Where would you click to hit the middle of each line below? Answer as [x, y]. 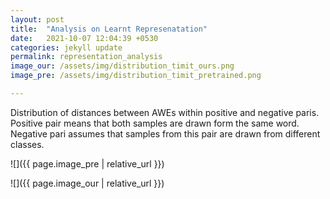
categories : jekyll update [66, 47]
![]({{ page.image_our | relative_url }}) [87, 183]
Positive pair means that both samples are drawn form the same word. [155, 123]
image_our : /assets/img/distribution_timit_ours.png [122, 66]
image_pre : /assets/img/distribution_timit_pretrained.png [136, 76]
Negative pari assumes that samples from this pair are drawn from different [165, 133]
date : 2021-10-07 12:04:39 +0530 [84, 38]
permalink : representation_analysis [86, 57]
